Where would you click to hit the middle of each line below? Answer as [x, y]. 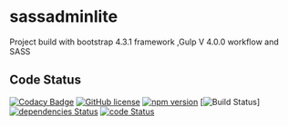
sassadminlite [64, 17]
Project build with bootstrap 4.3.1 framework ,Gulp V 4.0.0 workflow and [144, 42]
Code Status [46, 80]
